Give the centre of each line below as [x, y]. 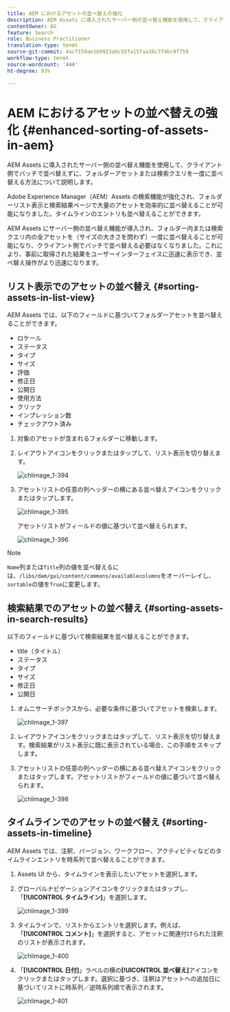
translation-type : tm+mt [43, 45]
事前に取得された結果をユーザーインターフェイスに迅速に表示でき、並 [124, 254]
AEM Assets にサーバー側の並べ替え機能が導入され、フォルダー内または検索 [115, 228]
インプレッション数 [44, 415]
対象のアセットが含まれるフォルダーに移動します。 [89, 438]
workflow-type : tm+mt [38, 58]
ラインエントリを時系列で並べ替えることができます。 [94, 859]
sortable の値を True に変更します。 [56, 585]
